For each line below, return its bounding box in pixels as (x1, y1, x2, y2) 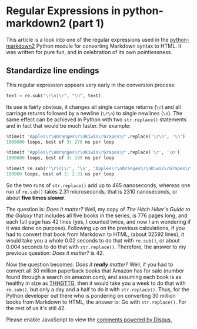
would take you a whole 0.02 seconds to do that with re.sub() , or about (6, 237, 181, 244)
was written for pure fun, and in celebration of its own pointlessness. (6, 48, 172, 55)
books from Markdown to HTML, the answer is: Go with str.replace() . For (6, 298, 187, 305)
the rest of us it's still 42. (6, 304, 66, 311)
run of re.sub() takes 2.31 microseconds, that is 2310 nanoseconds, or (6, 188, 178, 195)
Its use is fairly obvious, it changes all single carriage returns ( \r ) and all (6, 103, 181, 110)
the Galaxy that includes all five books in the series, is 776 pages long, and (6, 212, 188, 219)
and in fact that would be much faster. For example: (6, 122, 131, 129)
